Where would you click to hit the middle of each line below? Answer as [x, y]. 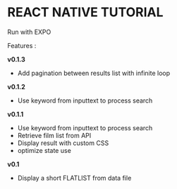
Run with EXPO [29, 32]
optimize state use [44, 150]
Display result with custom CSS [63, 143]
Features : [22, 45]
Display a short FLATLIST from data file [74, 178]
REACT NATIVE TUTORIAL [85, 12]
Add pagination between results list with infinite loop [94, 73]
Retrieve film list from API [54, 135]
